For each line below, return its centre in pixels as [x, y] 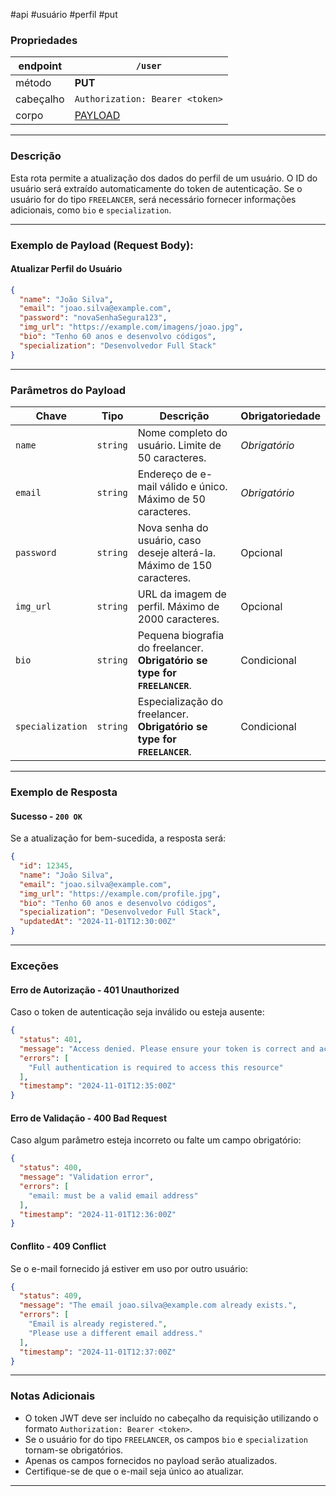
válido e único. [193, 487]
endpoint [40, 66]
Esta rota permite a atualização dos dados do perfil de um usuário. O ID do [164, 178]
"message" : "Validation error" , [87, 1177]
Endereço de [167, 474]
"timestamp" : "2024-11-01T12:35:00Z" [98, 1086]
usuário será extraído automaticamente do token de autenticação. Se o [156, 188]
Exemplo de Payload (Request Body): [102, 245]
